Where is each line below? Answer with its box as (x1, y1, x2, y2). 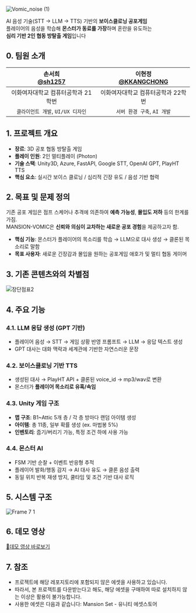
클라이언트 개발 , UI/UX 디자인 (16, 107, 87, 115)
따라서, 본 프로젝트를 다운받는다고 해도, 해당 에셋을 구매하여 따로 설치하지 (14, 586, 181, 593)
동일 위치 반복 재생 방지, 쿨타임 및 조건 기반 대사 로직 (14, 473, 134, 480)
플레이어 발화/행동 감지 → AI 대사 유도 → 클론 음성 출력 (14, 466, 140, 473)
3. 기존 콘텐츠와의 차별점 (6, 269, 89, 279)
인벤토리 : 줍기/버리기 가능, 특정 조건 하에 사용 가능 (14, 428, 128, 436)
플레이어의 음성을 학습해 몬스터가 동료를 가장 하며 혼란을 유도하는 (6, 25, 152, 32)
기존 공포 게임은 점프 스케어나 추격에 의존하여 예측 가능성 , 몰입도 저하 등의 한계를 (6, 208, 189, 216)
